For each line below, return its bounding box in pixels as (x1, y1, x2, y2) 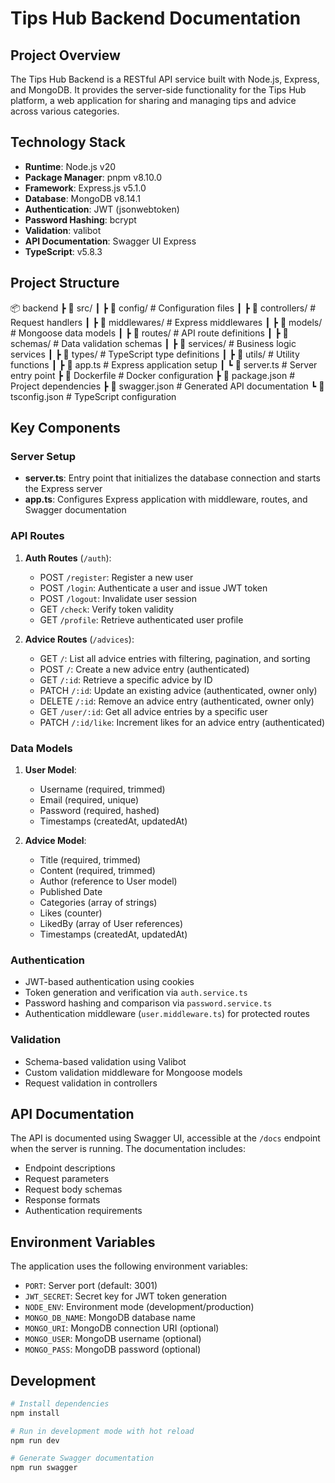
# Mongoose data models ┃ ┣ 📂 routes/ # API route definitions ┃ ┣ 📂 (10, 327, 289, 339)
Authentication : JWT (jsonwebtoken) (24, 203, 180, 215)
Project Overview (10, 47, 121, 64)
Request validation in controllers (24, 1077, 158, 1089)
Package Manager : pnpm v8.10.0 (24, 171, 163, 183)
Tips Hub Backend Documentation (10, 7, 302, 30)
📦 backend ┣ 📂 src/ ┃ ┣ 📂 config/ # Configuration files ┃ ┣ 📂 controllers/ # (10, 302, 317, 314)
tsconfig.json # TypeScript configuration (10, 390, 177, 402)
